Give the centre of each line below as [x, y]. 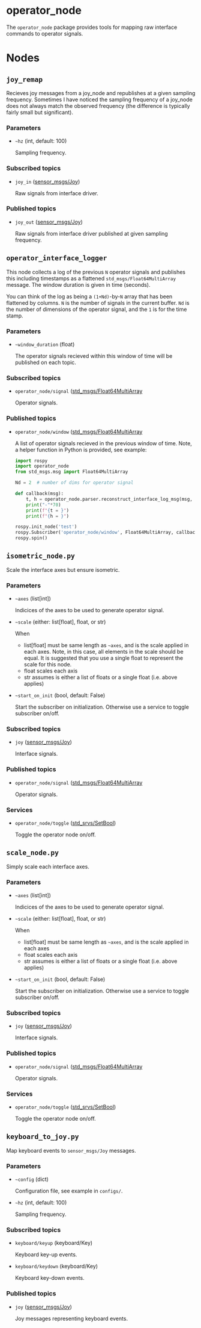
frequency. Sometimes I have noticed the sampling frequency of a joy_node [100, 99]
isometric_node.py [40, 556]
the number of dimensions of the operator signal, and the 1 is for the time [97, 309]
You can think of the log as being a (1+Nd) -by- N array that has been [89, 296]
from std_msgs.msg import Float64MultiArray [71, 472]
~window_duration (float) [45, 344]
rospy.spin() [31, 538]
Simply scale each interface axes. [48, 866]
